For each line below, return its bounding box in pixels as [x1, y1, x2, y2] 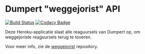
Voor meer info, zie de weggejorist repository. [5, 43, 99, 49]
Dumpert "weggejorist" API [5, 3, 120, 15]
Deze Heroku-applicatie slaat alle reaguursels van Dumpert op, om [5, 29, 141, 35]
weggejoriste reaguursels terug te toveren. [5, 34, 92, 40]
